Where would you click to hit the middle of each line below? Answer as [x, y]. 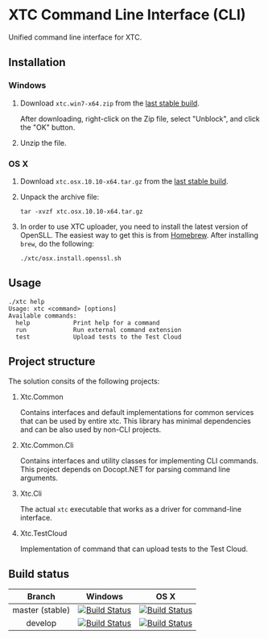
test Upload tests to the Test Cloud [99, 337]
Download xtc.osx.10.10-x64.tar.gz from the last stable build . [124, 181]
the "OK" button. [47, 127]
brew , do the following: [57, 243]
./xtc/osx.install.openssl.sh [71, 258]
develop [41, 624]
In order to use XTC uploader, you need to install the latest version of [134, 226]
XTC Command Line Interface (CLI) [127, 15]
